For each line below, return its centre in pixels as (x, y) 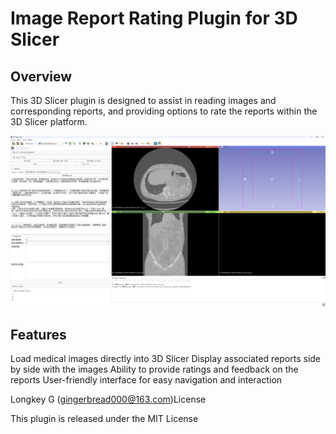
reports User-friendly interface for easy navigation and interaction (146, 379)
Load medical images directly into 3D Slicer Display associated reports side (166, 358)
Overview (41, 76)
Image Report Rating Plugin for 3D (154, 18)
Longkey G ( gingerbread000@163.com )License (108, 399)
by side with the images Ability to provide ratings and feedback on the (154, 369)
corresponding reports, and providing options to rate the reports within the (164, 111)
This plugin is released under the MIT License (104, 418)
